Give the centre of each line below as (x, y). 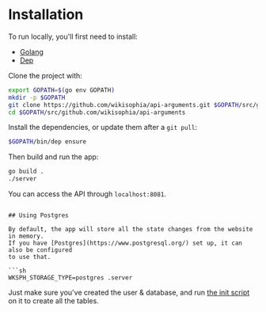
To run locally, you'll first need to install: (73, 36)
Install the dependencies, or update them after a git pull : (103, 127)
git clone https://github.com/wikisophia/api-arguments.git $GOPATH (123, 105)
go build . (26, 172)
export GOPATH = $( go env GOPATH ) (61, 90)
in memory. (26, 236)
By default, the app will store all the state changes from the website (131, 230)
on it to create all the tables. (53, 301)
